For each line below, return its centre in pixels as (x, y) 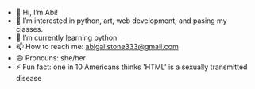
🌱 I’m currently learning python (66, 37)
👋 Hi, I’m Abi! (37, 12)
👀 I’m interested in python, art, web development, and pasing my (121, 21)
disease (29, 78)
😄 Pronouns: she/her (50, 58)
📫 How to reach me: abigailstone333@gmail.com (97, 46)
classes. (29, 29)
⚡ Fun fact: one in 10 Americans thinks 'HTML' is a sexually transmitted (131, 67)
